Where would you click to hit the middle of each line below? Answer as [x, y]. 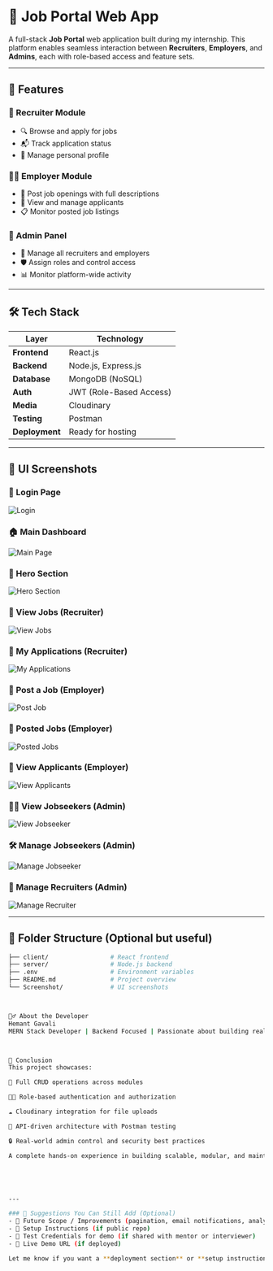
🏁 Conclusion [30, 1060]
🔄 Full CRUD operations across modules [76, 1082]
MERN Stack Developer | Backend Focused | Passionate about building [129, 1031]
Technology [120, 339]
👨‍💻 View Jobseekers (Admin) [67, 806]
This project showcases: [50, 1068]
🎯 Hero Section [39, 573]
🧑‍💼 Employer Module [50, 176]
